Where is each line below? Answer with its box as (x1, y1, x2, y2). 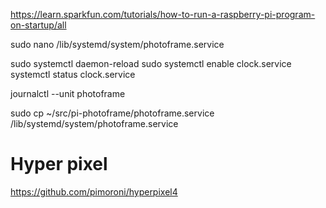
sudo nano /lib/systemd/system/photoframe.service (10, 39, 225, 50)
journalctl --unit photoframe (10, 88, 126, 99)
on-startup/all (10, 19, 67, 31)
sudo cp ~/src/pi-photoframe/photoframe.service (10, 107, 215, 119)
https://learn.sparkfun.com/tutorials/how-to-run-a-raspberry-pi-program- (10, 9, 316, 20)
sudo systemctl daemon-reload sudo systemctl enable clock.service (10, 58, 292, 69)
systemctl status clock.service (10, 69, 136, 80)
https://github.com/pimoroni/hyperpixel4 (10, 185, 178, 198)
